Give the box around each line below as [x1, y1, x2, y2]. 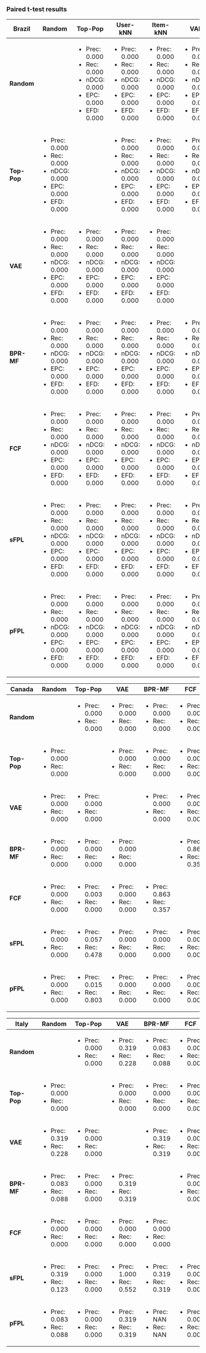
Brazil [13, 25, 31, 33]
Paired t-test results [6, 5, 67, 13]
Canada [10, 685, 34, 694]
